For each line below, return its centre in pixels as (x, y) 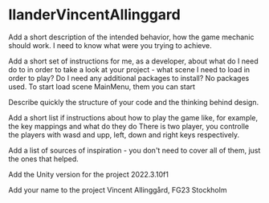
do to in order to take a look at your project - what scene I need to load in (129, 69)
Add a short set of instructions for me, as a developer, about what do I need (133, 61)
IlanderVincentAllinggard (94, 15)
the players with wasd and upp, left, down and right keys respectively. (124, 135)
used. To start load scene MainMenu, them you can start (102, 87)
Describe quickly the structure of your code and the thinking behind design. (134, 102)
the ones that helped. (43, 159)
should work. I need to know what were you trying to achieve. (110, 45)
